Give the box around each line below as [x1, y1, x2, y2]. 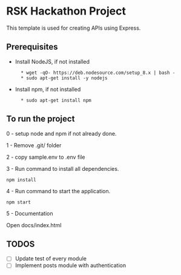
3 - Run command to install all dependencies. [6, 165, 119, 172]
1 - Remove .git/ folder [6, 141, 62, 149]
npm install [6, 177, 36, 183]
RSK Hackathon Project [6, 4, 126, 18]
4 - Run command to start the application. [6, 187, 111, 194]
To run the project [6, 114, 75, 124]
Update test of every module [15, 255, 87, 262]
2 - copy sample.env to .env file [6, 153, 86, 161]
